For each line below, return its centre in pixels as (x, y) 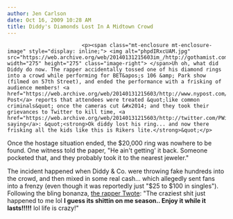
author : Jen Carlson (37, 14)
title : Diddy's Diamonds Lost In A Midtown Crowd (80, 26)
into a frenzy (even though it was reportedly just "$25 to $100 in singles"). (113, 186)
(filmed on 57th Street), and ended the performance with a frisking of (114, 82)
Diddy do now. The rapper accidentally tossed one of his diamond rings (114, 70)
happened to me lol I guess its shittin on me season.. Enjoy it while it (107, 201)
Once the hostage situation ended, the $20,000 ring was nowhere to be (110, 143)
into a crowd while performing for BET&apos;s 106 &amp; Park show (107, 76)
